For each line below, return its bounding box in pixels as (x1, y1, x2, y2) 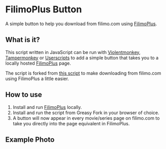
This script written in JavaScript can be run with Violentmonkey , (5, 49, 141, 55)
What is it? (5, 35, 40, 44)
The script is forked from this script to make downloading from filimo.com (5, 70, 161, 76)
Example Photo (5, 135, 55, 144)
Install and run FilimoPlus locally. (12, 104, 82, 110)
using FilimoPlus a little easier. (5, 76, 69, 82)
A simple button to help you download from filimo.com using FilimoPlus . (5, 21, 157, 27)
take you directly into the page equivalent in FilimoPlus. (12, 120, 130, 126)
